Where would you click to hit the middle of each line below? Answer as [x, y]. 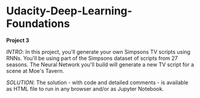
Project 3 [18, 40]
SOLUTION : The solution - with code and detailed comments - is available [97, 82]
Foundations [38, 24]
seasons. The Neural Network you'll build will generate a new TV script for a [100, 65]
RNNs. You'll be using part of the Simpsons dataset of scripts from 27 [92, 58]
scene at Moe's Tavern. [35, 71]
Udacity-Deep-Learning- [69, 11]
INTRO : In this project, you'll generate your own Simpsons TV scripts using [98, 51]
